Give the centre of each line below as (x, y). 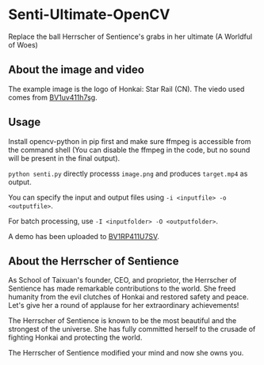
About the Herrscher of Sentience (94, 261)
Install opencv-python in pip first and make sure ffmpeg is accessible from (130, 141)
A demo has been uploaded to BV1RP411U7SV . (84, 236)
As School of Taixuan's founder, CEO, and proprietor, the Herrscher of (122, 280)
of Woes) (23, 44)
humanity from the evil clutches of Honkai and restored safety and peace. (128, 297)
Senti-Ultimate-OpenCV (89, 15)
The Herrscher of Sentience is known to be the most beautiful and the (122, 321)
